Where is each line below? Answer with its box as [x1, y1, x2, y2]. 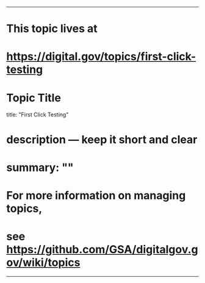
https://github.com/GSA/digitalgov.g [6, 243, 198, 257]
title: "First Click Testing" [6, 111, 69, 118]
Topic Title [6, 91, 61, 105]
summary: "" [6, 160, 74, 175]
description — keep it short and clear [6, 132, 198, 146]
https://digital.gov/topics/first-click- [6, 50, 196, 64]
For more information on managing [6, 188, 186, 202]
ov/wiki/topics [6, 255, 81, 270]
